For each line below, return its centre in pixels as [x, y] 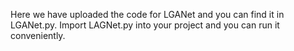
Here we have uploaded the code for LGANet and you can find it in [147, 14]
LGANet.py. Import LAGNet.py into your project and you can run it [145, 25]
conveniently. [38, 35]
